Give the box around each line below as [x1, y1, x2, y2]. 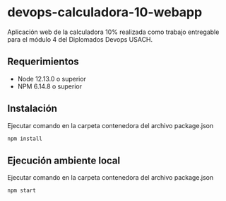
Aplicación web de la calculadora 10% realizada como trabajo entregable [7, 28, 220, 36]
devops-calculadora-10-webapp [7, 4, 203, 21]
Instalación [7, 103, 58, 115]
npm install [7, 135, 42, 142]
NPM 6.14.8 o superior [17, 82, 83, 91]
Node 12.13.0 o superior [17, 74, 87, 83]
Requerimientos [7, 56, 79, 68]
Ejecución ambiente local [7, 154, 121, 166]
